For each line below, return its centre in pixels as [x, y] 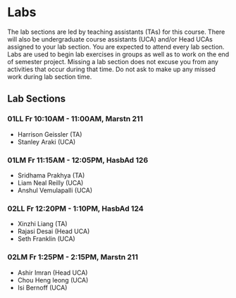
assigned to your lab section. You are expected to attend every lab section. [116, 46]
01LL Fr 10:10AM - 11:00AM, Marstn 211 [75, 119]
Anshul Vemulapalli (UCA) [55, 190]
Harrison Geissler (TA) [50, 134]
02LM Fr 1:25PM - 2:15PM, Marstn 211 [73, 257]
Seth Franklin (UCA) [46, 239]
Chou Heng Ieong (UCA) [53, 280]
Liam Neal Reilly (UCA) [50, 182]
